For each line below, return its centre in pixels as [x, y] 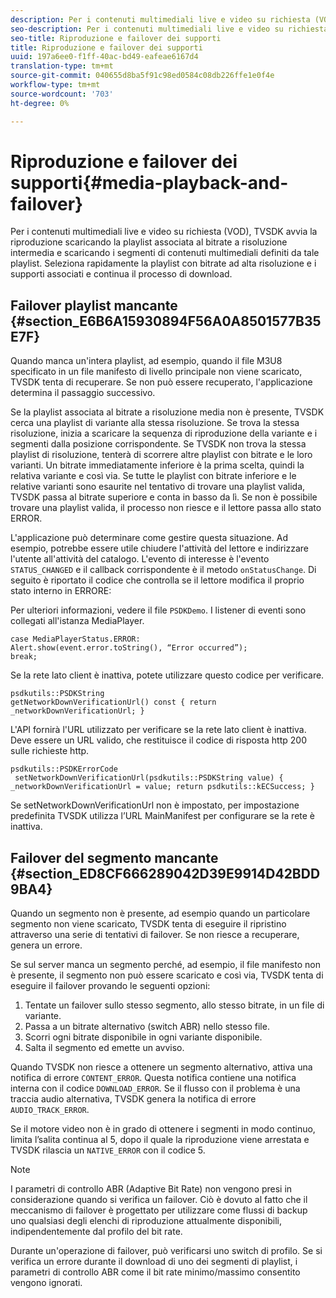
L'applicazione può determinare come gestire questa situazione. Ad [149, 538]
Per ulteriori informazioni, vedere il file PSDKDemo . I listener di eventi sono [158, 610]
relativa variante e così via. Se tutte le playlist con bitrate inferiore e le [153, 476]
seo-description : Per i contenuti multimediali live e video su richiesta [169, 29]
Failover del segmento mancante [114, 857]
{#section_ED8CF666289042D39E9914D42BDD [165, 873]
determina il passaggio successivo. [83, 393]
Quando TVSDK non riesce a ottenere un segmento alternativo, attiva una [161, 1067]
